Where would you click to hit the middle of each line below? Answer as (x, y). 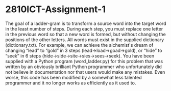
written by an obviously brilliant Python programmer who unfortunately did (84, 67)
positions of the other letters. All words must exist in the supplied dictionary (85, 40)
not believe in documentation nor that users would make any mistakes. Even (85, 72)
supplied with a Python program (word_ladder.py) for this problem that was (84, 61)
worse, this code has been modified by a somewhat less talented (74, 77)
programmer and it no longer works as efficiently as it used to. (71, 83)
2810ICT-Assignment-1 (56, 9)
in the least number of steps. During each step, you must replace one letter (84, 28)
